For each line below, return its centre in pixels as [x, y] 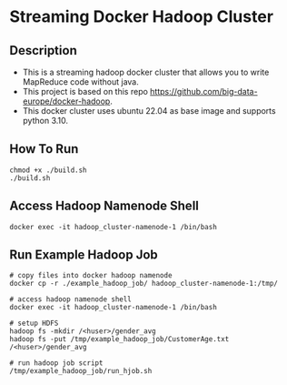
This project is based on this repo [85, 91]
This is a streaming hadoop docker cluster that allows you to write [146, 72]
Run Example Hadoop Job [84, 255]
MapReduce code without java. [80, 82]
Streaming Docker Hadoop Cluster [142, 17]
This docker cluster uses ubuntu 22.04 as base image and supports [149, 111]
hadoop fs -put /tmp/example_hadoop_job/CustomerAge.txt [119, 339]
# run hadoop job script [56, 363]
